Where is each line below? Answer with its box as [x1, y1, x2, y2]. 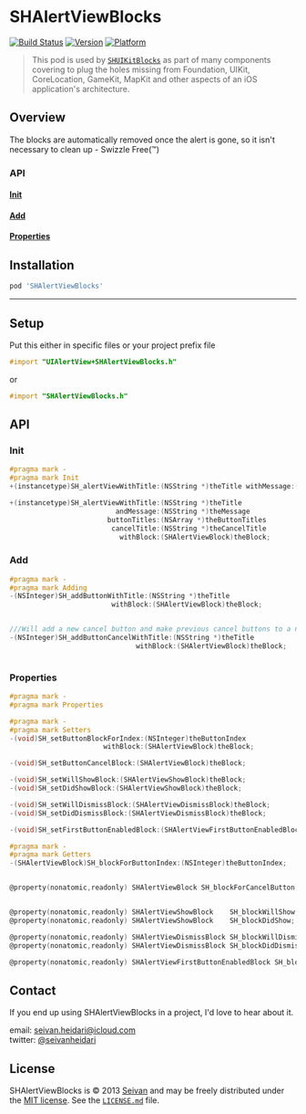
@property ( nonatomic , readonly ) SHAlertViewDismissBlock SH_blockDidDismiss [9, 941, 303, 951]
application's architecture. [31, 83, 130, 94]
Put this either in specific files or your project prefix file [9, 340, 216, 351]
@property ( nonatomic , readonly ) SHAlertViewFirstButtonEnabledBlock [9, 957, 271, 967]
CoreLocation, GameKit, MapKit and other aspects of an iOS [31, 73, 258, 84]
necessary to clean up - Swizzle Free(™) [9, 143, 159, 154]
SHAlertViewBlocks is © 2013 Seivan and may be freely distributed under [9, 1085, 285, 1097]
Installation [9, 257, 75, 273]
